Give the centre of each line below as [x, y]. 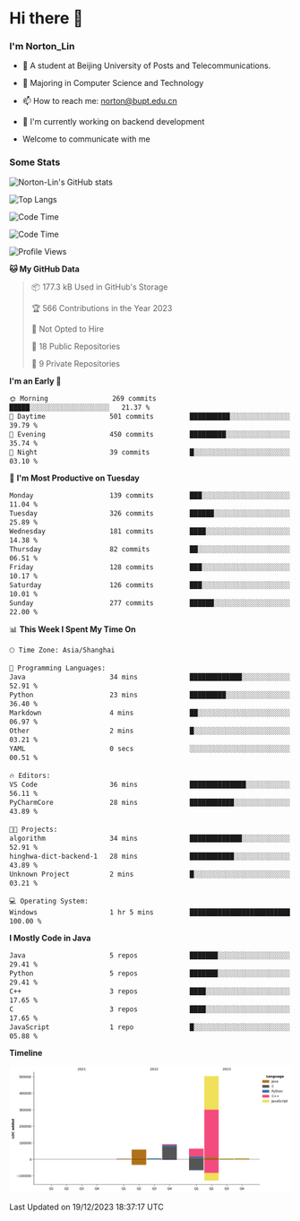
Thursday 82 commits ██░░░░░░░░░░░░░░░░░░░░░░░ [150, 549]
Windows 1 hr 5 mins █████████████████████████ [150, 912]
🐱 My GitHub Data [45, 269]
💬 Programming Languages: [57, 668]
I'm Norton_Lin [42, 47]
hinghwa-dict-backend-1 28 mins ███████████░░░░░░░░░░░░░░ [150, 856]
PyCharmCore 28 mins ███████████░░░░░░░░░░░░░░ [150, 802]
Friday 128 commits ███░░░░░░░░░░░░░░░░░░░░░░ [150, 567]
